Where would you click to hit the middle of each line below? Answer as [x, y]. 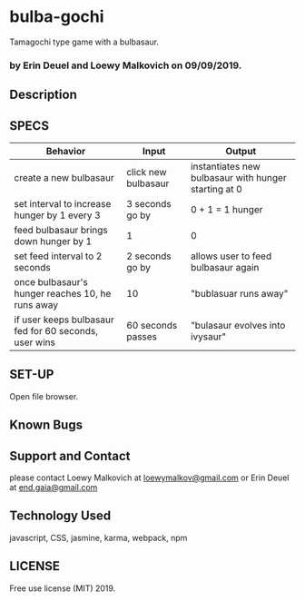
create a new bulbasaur [64, 178]
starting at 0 [216, 190]
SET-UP [32, 374]
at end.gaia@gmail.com [54, 488]
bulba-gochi [57, 17]
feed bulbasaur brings [61, 231]
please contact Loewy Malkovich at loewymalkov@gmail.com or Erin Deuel [149, 478]
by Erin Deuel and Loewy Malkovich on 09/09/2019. [126, 65]
